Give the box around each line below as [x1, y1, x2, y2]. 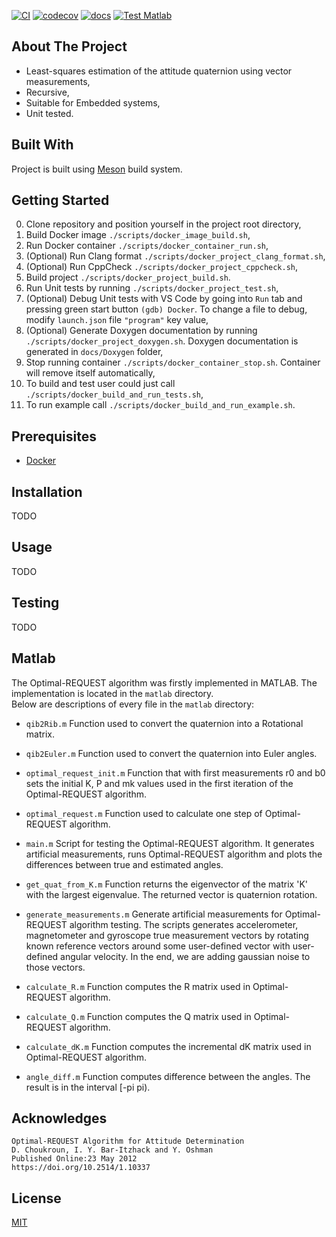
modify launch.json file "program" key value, [25, 314, 209, 326]
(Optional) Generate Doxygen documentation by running [25, 325, 258, 337]
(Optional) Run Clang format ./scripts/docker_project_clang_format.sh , [25, 250, 326, 262]
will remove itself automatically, [25, 367, 156, 379]
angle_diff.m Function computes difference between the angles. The [25, 1070, 311, 1082]
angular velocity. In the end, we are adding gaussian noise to [60, 950, 311, 962]
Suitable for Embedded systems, [25, 96, 161, 109]
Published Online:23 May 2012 [11, 1154, 138, 1164]
